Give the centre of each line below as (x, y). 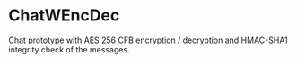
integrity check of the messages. (70, 49)
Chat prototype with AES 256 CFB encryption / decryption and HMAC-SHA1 (148, 40)
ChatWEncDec (64, 16)
